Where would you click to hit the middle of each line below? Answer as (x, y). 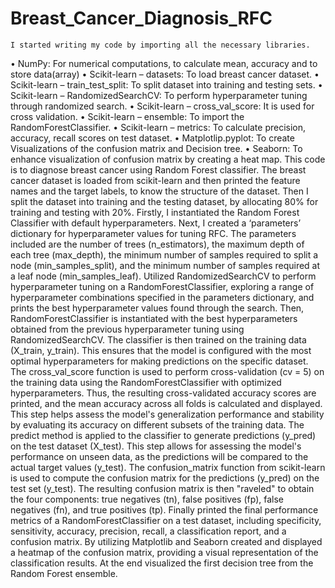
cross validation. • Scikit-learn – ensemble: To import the (127, 116)
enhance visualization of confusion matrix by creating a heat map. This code (168, 159)
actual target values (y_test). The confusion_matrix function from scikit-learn (168, 467)
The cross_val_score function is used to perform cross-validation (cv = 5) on (167, 371)
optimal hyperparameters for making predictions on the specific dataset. (159, 361)
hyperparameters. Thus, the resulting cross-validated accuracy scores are (163, 393)
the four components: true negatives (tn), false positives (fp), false (147, 499)
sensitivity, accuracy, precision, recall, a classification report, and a (148, 531)
